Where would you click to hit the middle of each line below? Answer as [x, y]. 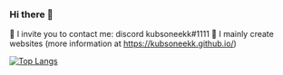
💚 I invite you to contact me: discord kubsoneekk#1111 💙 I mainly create [141, 34]
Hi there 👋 [32, 14]
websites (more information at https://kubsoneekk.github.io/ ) [123, 43]
